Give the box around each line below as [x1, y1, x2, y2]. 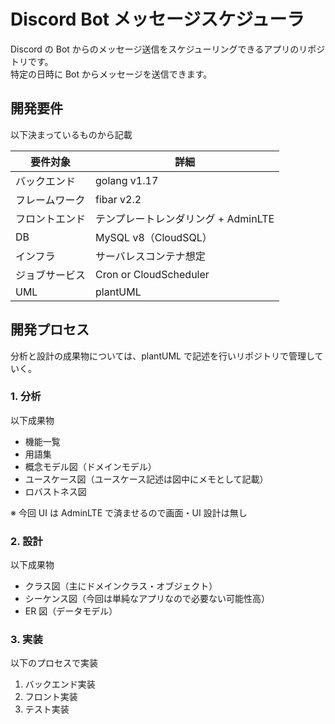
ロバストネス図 [24, 485, 87, 497]
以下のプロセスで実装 [10, 657, 98, 669]
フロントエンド [15, 211, 87, 225]
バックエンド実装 [24, 678, 96, 690]
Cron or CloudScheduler [95, 267, 210, 281]
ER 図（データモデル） [24, 605, 118, 617]
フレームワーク [15, 193, 86, 207]
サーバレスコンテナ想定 [95, 249, 206, 263]
